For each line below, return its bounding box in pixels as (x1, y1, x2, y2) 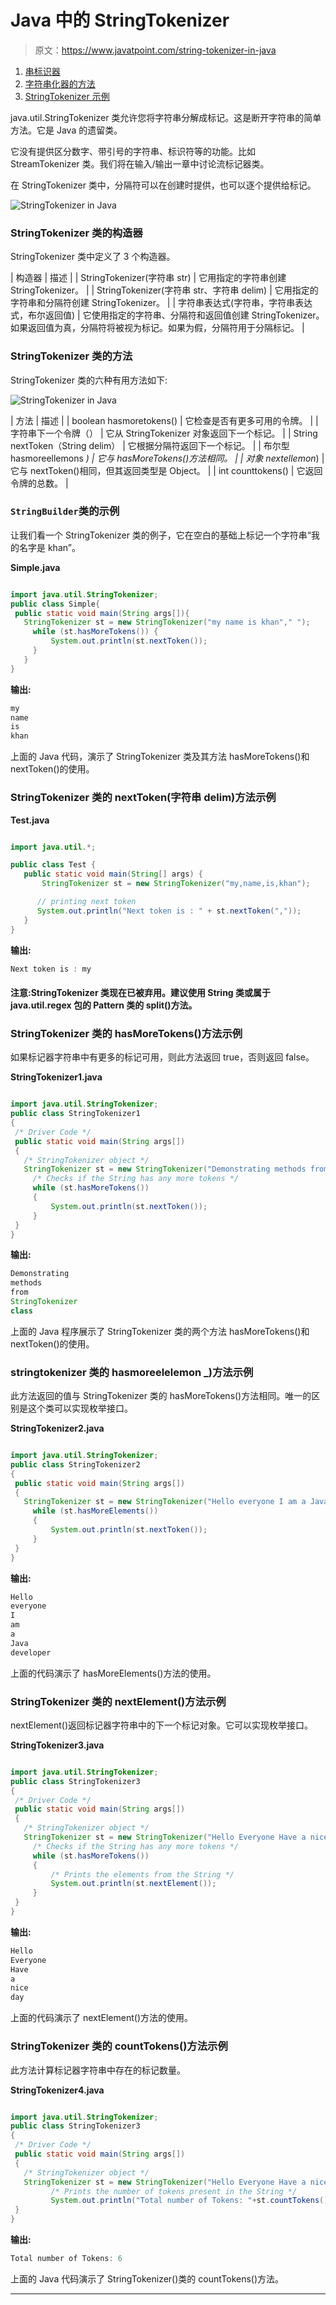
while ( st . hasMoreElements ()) (32, 1506, 159, 1516)
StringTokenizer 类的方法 (10, 349, 133, 363)
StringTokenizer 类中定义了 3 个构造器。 (10, 251, 176, 263)
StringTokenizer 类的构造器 (10, 226, 143, 240)
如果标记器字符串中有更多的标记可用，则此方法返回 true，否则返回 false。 (10, 1051, 315, 1063)
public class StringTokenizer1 (10, 1109, 141, 1119)
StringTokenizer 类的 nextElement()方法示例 (10, 1694, 227, 1708)
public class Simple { (10, 599, 101, 609)
